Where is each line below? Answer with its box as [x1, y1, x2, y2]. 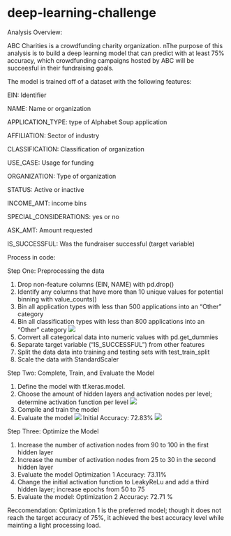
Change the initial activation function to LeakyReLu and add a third [17, 477, 209, 486]
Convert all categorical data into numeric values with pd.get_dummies [17, 333, 218, 341]
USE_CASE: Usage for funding [7, 158, 94, 167]
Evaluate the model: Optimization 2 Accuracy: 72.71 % [17, 492, 173, 500]
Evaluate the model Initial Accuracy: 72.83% [17, 413, 154, 422]
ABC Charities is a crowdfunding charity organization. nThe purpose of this [7, 41, 223, 50]
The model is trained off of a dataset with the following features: [7, 77, 192, 85]
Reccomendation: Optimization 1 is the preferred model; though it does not [7, 506, 222, 514]
